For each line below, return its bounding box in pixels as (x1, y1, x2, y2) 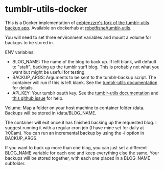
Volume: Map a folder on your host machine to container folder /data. (5, 105, 145, 111)
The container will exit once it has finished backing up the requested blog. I (5, 119, 157, 125)
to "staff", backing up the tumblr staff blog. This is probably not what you (12, 64, 160, 70)
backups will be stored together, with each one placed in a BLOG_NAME (5, 155, 151, 161)
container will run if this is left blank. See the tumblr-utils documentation (12, 80, 158, 85)
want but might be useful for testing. (12, 69, 86, 75)
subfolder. (5, 160, 25, 166)
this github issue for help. (12, 95, 64, 101)
